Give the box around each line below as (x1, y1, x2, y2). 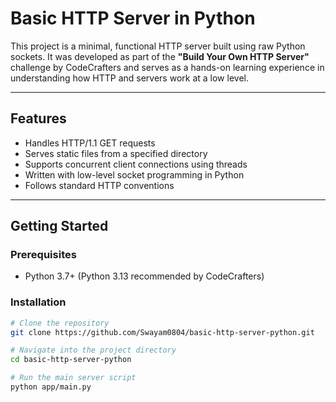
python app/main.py (10, 382, 92, 392)
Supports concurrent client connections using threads (24, 158, 248, 170)
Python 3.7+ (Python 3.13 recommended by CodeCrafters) (24, 270, 265, 282)
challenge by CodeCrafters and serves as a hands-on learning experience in (10, 61, 325, 73)
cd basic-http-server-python (10, 355, 132, 365)
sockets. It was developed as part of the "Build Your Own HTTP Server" (10, 50, 310, 62)
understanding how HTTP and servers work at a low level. (10, 72, 249, 84)
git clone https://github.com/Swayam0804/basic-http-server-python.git (10, 327, 315, 337)
